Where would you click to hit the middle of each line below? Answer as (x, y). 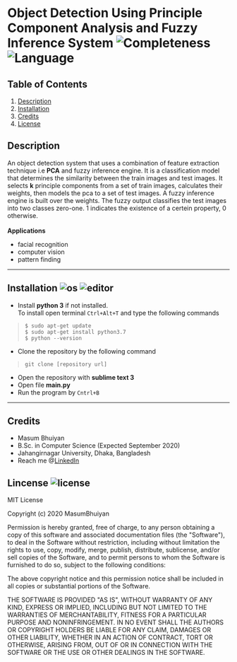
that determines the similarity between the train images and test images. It (115, 178)
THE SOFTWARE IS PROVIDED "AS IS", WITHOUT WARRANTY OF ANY (110, 600)
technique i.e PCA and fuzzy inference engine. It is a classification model (114, 170)
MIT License (25, 500)
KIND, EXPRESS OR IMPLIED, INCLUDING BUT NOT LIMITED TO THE (107, 608)
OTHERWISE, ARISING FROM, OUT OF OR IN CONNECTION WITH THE (110, 645)
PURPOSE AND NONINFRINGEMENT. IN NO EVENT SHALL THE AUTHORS (116, 622)
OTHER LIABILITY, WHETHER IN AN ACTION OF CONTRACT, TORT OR (110, 637)
